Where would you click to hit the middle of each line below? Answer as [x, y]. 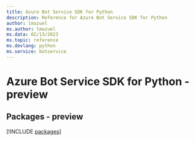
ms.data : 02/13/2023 [33, 35]
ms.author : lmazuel [31, 29]
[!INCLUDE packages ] [34, 131]
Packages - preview [45, 117]
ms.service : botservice [37, 52]
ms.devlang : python [31, 46]
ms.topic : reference [33, 40]
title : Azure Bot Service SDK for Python [60, 12]
